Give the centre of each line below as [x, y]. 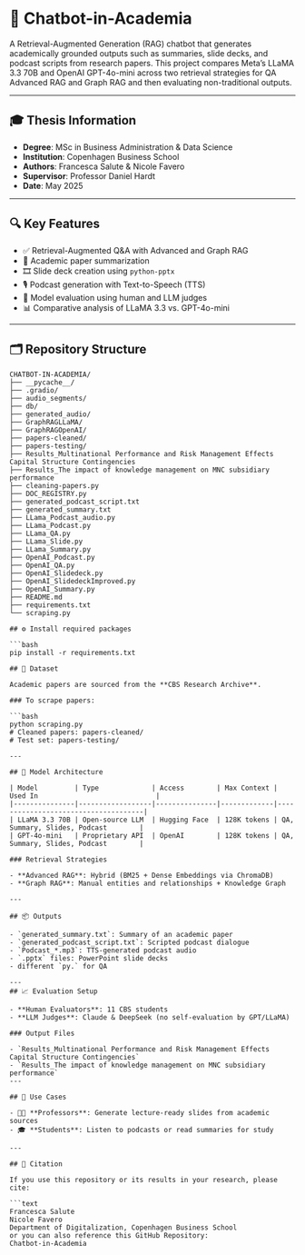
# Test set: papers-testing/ [64, 741]
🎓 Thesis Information [73, 120]
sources [24, 1121]
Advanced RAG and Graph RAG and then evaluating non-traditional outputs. [151, 82]
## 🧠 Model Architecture [56, 772]
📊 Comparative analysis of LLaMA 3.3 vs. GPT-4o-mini [126, 307]
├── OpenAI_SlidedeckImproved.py [73, 582]
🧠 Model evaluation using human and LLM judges [114, 297]
